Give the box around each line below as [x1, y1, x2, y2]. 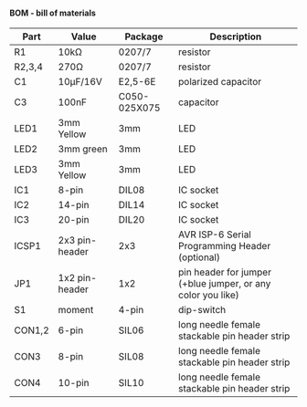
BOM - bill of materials [9, 7, 96, 18]
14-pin [58, 199, 90, 212]
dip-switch [177, 304, 227, 317]
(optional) [177, 251, 221, 264]
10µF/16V [58, 76, 103, 89]
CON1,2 [14, 324, 50, 337]
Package [124, 30, 164, 43]
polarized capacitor [177, 76, 262, 89]
